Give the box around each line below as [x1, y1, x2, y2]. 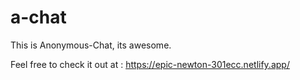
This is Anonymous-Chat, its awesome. [10, 39, 172, 51]
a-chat [10, 6, 67, 29]
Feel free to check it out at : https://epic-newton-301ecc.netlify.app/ [10, 58, 290, 70]
